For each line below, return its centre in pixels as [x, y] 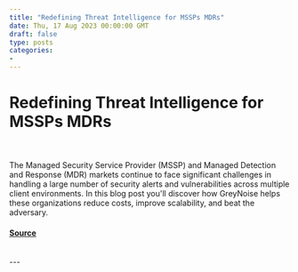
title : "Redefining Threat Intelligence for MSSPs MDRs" [117, 17]
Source [23, 233]
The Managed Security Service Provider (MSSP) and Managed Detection [143, 164]
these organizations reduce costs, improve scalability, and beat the [132, 203]
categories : [31, 51]
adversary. [29, 212]
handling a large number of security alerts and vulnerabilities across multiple [149, 184]
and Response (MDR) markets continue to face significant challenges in [141, 174]
